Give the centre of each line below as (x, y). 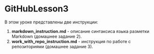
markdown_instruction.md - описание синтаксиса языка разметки (80, 31)
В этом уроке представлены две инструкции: (51, 22)
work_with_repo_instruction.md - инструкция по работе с (71, 41)
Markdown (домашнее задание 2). (47, 36)
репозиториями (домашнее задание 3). (52, 46)
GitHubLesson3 (36, 9)
